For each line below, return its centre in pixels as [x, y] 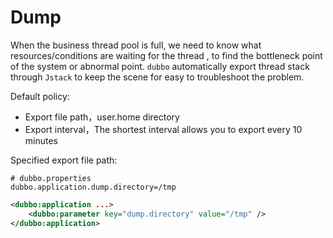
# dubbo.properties [51, 178]
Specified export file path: [64, 160]
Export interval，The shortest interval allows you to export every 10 [163, 129]
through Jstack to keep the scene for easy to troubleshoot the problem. [157, 77]
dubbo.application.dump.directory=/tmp [93, 187]
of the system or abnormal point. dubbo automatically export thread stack [160, 66]
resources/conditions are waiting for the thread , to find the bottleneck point [166, 55]
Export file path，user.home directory [102, 117]
